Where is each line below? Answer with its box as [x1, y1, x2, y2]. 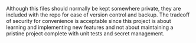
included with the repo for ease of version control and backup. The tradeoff [6, 11, 190, 18]
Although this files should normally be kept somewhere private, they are [6, 5, 181, 12]
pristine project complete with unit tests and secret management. [6, 30, 165, 37]
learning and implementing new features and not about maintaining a [6, 24, 174, 31]
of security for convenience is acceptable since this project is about [6, 18, 171, 24]
